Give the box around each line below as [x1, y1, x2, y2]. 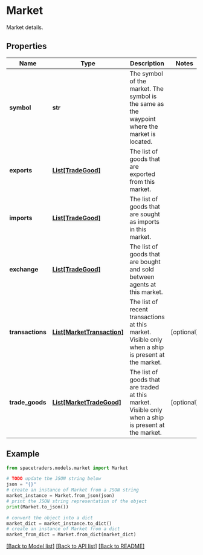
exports [9, 166, 32, 174]
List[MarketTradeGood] [52, 398, 122, 406]
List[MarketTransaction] [52, 328, 124, 336]
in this [129, 225, 147, 233]
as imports [129, 217, 160, 226]
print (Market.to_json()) [6, 504, 69, 510]
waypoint [129, 114, 156, 123]
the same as [129, 99, 164, 108]
